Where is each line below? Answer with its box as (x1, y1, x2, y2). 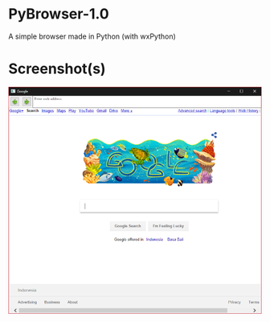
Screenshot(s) (8, 60, 106, 78)
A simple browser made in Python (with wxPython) (8, 31, 177, 41)
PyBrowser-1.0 (8, 5, 110, 23)
